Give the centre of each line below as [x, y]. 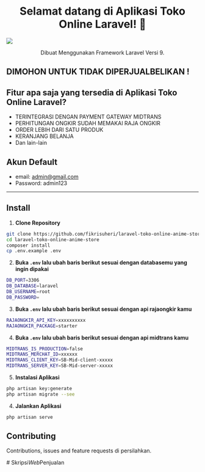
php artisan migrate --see [41, 394]
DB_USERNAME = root [28, 292]
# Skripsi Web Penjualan [35, 463]
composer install [28, 245]
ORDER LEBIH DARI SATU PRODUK [59, 130]
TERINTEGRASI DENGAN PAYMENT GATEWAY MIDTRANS [88, 117]
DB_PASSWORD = [23, 297]
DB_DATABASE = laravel [33, 286]
